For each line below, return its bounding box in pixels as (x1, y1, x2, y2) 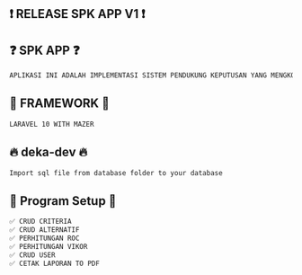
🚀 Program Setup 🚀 (9, 193, 117, 208)
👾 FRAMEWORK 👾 (9, 96, 110, 111)
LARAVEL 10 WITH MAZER (9, 120, 94, 129)
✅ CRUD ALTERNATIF (9, 226, 80, 235)
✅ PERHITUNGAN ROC (9, 234, 80, 244)
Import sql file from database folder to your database (9, 168, 223, 177)
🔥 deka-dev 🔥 (9, 145, 88, 160)
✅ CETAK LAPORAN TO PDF (9, 259, 101, 268)
